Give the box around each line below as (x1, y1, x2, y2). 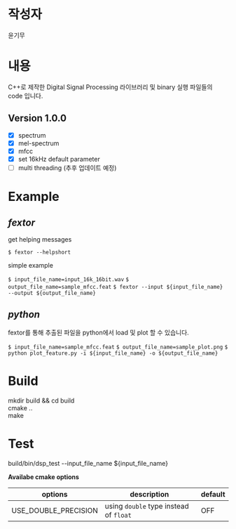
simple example (8, 261, 53, 269)
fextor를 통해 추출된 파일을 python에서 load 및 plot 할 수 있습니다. (8, 328, 190, 337)
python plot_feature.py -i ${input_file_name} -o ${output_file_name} (8, 349, 218, 357)
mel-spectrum (18, 138, 60, 148)
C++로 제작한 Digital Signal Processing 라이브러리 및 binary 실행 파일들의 (8, 82, 213, 91)
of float (104, 510, 132, 520)
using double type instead (104, 501, 190, 511)
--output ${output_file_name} (8, 289, 97, 296)
